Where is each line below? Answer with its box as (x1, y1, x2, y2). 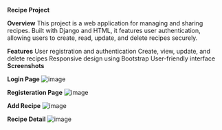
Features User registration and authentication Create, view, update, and (7, 47, 211, 55)
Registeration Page (7, 89, 63, 96)
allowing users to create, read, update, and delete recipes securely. (7, 34, 198, 42)
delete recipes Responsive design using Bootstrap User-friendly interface (7, 54, 215, 63)
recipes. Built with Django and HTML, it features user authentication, (7, 27, 201, 34)
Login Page (7, 75, 40, 83)
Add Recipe (7, 102, 41, 109)
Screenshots (7, 62, 45, 69)
